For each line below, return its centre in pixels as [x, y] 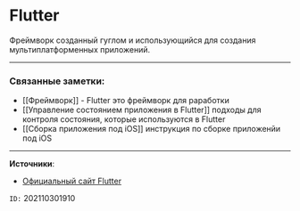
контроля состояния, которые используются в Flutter [124, 119]
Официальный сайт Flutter [72, 181]
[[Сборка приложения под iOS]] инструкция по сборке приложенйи [151, 129]
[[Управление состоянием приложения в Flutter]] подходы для [142, 110]
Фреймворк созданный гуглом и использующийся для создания [133, 40]
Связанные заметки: [57, 81]
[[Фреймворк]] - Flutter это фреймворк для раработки [125, 101]
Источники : [32, 164]
